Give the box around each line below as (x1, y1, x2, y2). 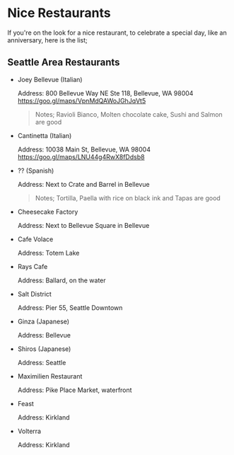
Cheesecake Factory (17, 207, 78, 216)
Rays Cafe (17, 262, 48, 270)
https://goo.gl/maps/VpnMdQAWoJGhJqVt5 (17, 96, 146, 105)
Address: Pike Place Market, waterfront (17, 386, 132, 394)
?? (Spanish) (17, 166, 54, 175)
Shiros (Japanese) (17, 345, 71, 353)
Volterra (17, 427, 41, 435)
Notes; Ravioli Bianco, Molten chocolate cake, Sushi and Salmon (35, 110, 223, 118)
